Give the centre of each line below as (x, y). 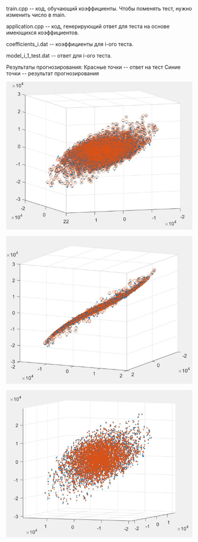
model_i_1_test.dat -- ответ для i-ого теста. (59, 55)
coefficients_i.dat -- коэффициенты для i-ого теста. (70, 44)
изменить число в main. (36, 15)
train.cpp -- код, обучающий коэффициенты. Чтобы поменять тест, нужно (99, 9)
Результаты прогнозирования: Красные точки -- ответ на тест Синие (93, 67)
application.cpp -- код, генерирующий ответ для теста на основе (88, 26)
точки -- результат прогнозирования (53, 73)
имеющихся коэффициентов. (43, 33)
